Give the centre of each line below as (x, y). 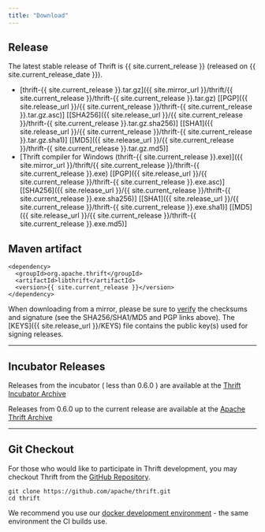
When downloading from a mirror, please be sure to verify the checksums (128, 309)
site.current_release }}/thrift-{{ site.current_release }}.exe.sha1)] (123, 207)
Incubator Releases (57, 366)
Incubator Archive (37, 394)
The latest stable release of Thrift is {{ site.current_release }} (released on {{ (132, 66)
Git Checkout (41, 450)
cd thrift (24, 498)
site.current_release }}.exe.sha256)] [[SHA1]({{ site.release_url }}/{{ (129, 199)
